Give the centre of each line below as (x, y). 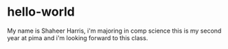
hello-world (41, 12)
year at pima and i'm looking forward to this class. (78, 37)
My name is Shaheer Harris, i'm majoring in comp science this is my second (114, 31)
